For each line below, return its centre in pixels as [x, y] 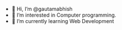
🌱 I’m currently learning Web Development [63, 21]
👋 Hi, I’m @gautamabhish [42, 9]
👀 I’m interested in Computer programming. [64, 15]
